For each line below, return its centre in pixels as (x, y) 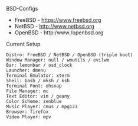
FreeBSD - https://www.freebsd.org (58, 20)
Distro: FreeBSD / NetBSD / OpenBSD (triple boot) (70, 55)
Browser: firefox (27, 112)
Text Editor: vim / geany (38, 96)
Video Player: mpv (29, 117)
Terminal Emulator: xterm (38, 76)
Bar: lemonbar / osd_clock (39, 65)
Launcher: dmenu (26, 70)
